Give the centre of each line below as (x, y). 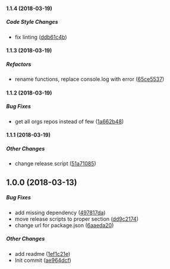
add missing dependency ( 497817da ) (60, 212)
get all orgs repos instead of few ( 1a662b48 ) (69, 121)
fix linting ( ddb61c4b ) (41, 37)
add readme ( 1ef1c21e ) (42, 254)
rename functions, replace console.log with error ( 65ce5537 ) (89, 79)
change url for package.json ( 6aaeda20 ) (64, 225)
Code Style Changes (32, 22)
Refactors (19, 64)
